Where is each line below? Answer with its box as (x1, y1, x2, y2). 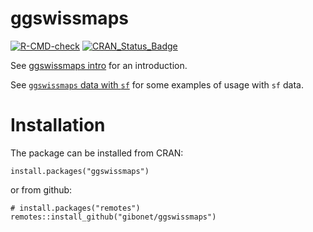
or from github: (10, 183, 73, 196)
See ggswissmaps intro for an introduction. (10, 59, 188, 71)
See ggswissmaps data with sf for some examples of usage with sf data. (10, 78, 304, 91)
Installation (10, 114, 106, 137)
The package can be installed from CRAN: (10, 147, 184, 159)
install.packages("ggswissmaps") (10, 166, 150, 176)
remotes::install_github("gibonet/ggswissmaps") (10, 212, 217, 222)
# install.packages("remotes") (10, 203, 141, 213)
